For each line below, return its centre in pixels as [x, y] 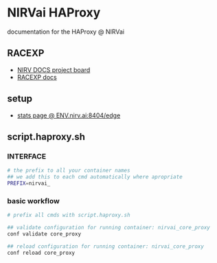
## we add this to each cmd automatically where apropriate [95, 177]
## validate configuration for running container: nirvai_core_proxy [109, 228]
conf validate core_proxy [44, 234]
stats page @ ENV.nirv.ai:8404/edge [69, 115]
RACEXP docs [37, 77]
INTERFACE [27, 156]
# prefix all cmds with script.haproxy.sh [69, 215]
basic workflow [33, 201]
